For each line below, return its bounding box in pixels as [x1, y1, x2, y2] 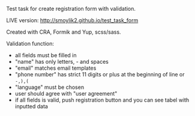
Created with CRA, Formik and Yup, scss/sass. [6, 28, 121, 35]
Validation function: [6, 40, 54, 47]
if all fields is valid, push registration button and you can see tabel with [14, 96, 190, 103]
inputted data [14, 103, 48, 110]
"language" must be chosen [14, 84, 85, 91]
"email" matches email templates [14, 64, 97, 72]
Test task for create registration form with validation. [6, 5, 136, 12]
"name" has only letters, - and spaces [14, 58, 109, 65]
